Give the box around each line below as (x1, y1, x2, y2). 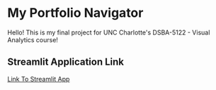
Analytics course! (7, 35, 59, 44)
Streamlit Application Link (7, 56, 125, 68)
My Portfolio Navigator (7, 5, 144, 21)
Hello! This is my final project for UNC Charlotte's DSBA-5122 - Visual (7, 28, 210, 37)
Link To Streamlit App (7, 75, 70, 83)
